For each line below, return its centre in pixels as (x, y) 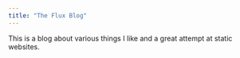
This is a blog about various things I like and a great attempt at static (120, 38)
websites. (24, 46)
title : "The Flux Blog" (48, 15)
